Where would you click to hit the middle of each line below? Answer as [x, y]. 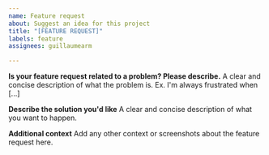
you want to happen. [43, 118]
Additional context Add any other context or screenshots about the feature [134, 134]
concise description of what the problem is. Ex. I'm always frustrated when [133, 85]
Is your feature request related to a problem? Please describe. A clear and [134, 76]
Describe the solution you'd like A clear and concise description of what [130, 110]
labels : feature [36, 39]
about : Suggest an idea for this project [79, 24]
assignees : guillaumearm [50, 46]
